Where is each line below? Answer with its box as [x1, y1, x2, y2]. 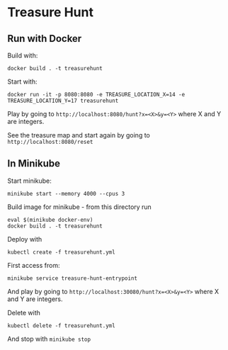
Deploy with [7, 235, 42, 243]
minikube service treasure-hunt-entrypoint [7, 274, 138, 282]
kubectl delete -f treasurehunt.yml [7, 322, 115, 329]
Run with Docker [7, 33, 82, 45]
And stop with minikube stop [7, 334, 91, 343]
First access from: [7, 261, 60, 269]
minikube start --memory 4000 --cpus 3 [7, 190, 125, 197]
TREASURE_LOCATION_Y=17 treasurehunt [7, 97, 119, 104]
